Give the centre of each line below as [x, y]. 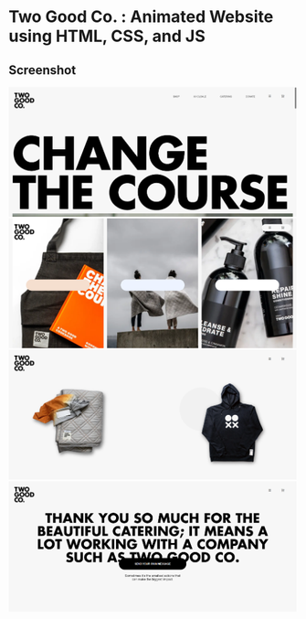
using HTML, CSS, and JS [107, 36]
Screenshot [42, 70]
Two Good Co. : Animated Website [141, 17]
